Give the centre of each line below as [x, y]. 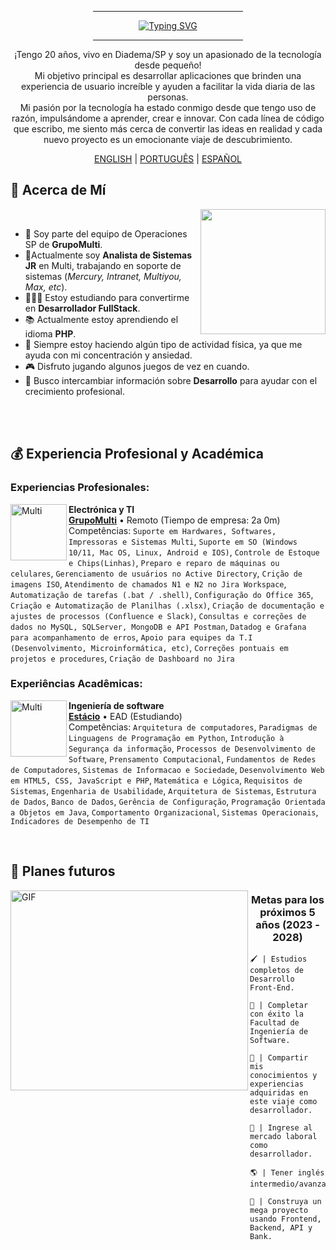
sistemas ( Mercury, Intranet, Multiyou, [103, 276]
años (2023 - [287, 925]
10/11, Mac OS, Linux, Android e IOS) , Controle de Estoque [194, 552]
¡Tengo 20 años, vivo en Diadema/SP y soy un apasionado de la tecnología [168, 54]
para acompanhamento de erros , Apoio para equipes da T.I [131, 637]
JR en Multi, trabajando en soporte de [103, 265]
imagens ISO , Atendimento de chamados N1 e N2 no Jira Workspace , [148, 583]
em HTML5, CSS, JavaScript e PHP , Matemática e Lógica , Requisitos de [156, 780]
